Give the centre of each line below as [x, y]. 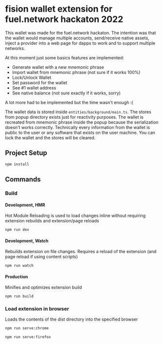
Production [17, 276]
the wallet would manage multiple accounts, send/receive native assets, [77, 38]
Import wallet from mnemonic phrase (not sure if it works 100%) [76, 72]
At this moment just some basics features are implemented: [64, 57]
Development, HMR [25, 205]
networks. [15, 48]
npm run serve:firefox [28, 337]
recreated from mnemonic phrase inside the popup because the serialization [82, 122]
